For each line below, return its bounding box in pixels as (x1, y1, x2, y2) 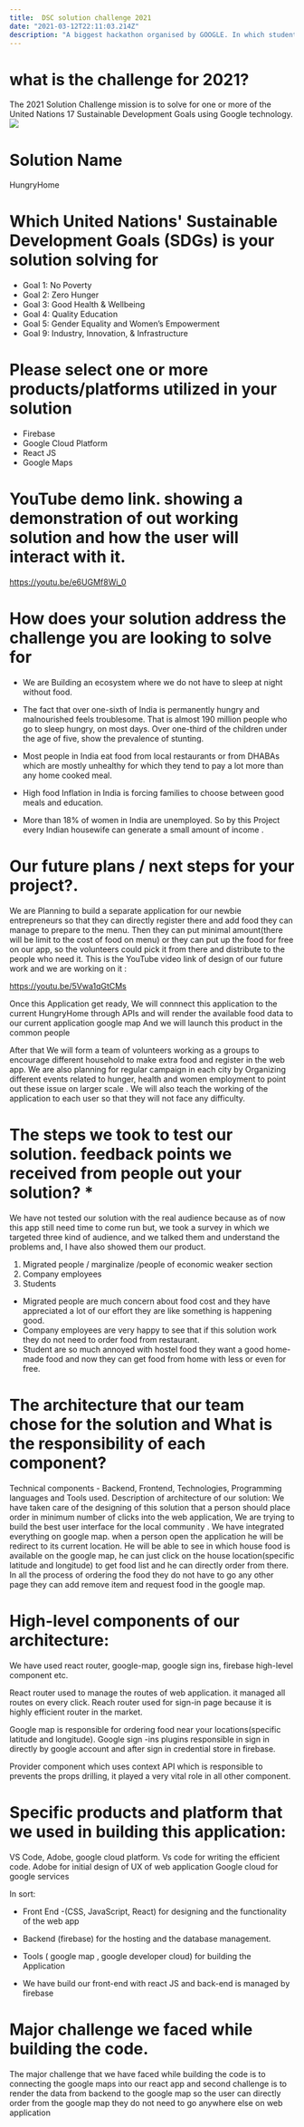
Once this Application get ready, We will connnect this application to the (9, 998, 278, 1009)
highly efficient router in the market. (9, 1706, 143, 1717)
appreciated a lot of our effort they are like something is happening (22, 1305, 272, 1316)
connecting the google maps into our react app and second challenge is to (9, 2078, 288, 2089)
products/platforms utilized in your (9, 379, 278, 400)
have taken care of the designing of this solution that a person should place (9, 1501, 291, 1512)
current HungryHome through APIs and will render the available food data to (9, 1007, 294, 1018)
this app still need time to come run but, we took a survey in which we (9, 1221, 270, 1233)
